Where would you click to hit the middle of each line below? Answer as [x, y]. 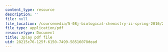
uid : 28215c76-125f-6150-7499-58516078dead [51, 42]
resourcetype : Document [30, 33]
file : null [16, 19]
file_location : [21, 24]
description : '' [22, 14]
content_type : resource [30, 10]
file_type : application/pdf [34, 28]
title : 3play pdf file [29, 38]
